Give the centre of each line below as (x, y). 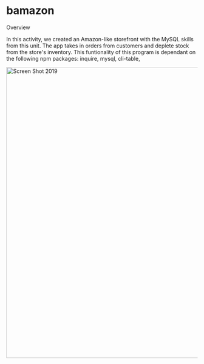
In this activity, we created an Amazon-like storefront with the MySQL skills (100, 39)
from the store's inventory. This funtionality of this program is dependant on (101, 52)
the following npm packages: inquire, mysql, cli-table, (73, 58)
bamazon (30, 11)
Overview (18, 27)
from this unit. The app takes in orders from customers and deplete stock (98, 46)
